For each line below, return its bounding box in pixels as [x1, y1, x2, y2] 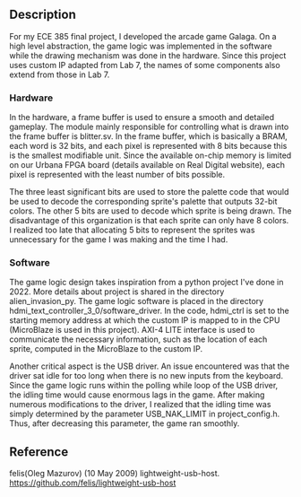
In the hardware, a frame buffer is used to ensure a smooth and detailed [9, 112, 275, 123]
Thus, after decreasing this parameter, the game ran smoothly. [9, 418, 240, 429]
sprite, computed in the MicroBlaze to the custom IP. [9, 344, 203, 354]
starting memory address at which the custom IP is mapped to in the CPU [9, 315, 280, 326]
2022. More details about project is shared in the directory [9, 286, 225, 297]
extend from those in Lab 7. [9, 69, 110, 80]
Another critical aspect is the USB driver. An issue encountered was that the [9, 361, 289, 371]
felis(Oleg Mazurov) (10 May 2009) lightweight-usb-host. [9, 468, 220, 479]
